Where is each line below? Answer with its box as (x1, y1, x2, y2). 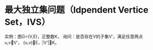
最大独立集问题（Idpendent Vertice (4, 4, 149, 16)
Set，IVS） (4, 17, 51, 28)
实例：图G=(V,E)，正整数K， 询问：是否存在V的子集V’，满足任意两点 (4, 33, 143, 39)
